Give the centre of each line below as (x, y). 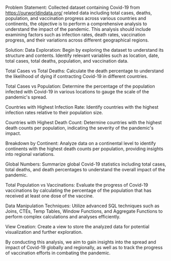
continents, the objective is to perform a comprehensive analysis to (76, 24)
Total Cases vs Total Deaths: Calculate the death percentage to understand (84, 71)
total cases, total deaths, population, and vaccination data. (67, 61)
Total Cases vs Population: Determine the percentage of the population (80, 86)
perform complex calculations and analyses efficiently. (63, 217)
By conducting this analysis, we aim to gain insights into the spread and (81, 242)
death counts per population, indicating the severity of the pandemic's (79, 128)
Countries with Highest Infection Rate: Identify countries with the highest (82, 107)
